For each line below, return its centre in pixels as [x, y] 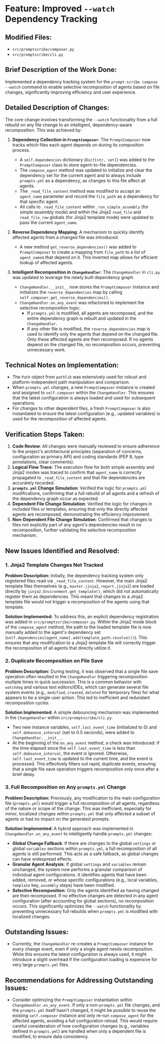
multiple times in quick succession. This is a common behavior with [73, 682]
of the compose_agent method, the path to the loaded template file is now [78, 627]
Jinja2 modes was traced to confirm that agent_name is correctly [77, 472]
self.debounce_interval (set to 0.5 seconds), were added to [73, 732]
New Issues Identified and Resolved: [62, 551]
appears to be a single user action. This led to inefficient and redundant [78, 697]
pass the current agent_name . [49, 222]
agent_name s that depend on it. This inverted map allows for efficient [88, 257]
